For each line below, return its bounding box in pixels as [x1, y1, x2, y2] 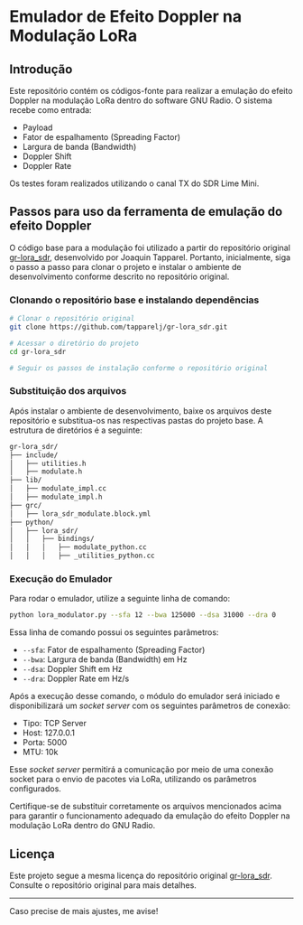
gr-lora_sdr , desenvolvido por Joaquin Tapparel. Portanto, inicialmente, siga [9, 251, 291, 263]
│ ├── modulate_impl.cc [9, 484, 106, 493]
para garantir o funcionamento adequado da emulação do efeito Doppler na [9, 810, 290, 821]
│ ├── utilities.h [9, 459, 87, 468]
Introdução [9, 61, 73, 77]
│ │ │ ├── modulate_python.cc [9, 543, 147, 552]
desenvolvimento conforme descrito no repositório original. [9, 271, 230, 282]
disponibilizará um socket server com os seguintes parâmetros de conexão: [9, 700, 291, 711]
